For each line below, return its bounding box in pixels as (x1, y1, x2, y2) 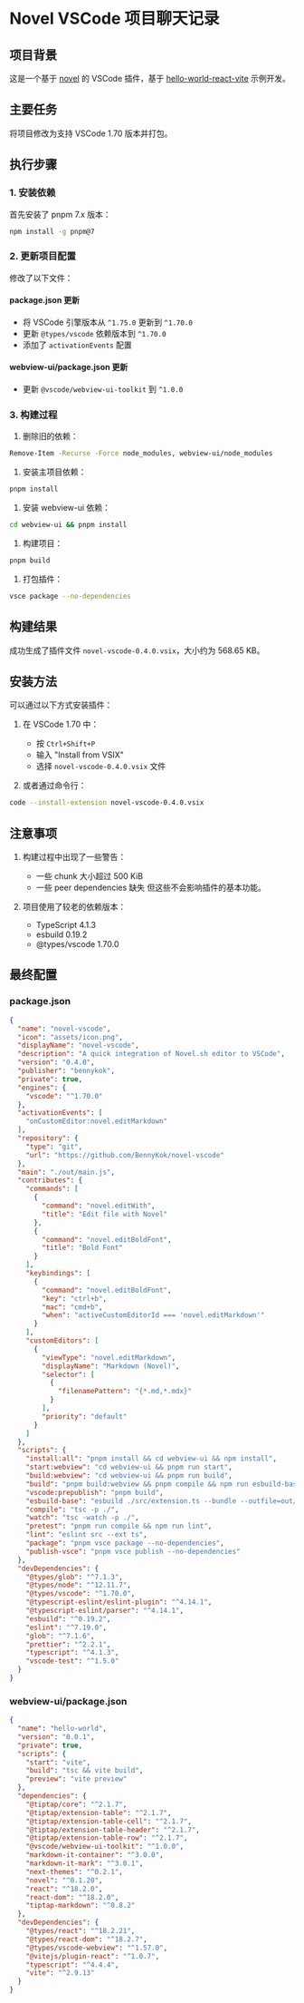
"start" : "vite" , (25, 1757, 91, 1767)
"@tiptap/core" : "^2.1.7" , (25, 1800, 128, 1809)
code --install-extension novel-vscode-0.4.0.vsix (9, 798, 204, 807)
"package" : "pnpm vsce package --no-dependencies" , (25, 1539, 224, 1548)
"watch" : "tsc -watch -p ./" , (25, 1513, 140, 1522)
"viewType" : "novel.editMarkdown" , (42, 1353, 176, 1362)
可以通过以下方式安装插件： (9, 699, 113, 710)
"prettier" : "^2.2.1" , (25, 1639, 111, 1649)
